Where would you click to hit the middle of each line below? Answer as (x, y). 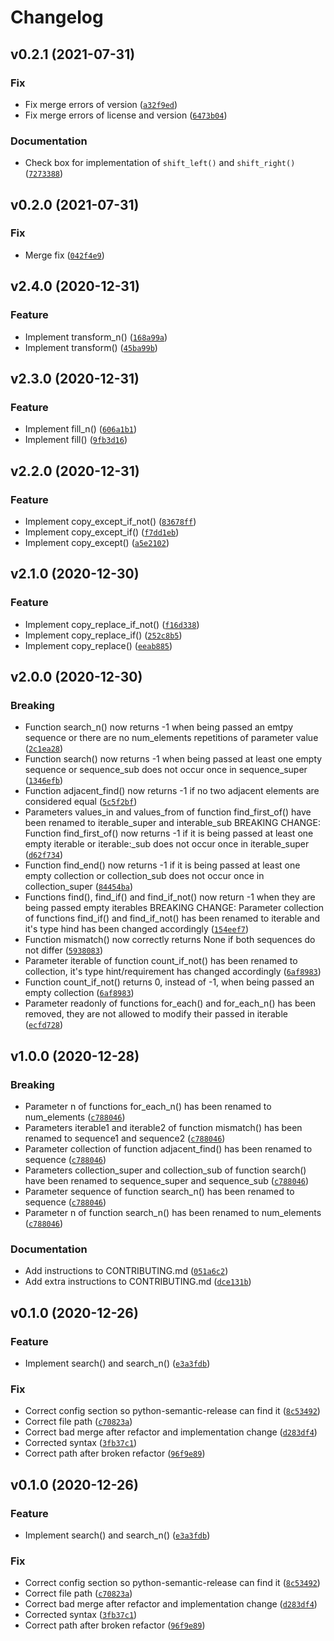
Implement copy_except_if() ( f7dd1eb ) (102, 532)
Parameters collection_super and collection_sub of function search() (165, 1170)
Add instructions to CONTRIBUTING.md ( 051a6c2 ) (126, 1271)
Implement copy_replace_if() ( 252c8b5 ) (103, 635)
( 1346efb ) (44, 780)
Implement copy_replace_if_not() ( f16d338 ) (112, 624)
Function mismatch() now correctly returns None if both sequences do (170, 940)
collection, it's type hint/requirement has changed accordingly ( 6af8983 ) (173, 972)
